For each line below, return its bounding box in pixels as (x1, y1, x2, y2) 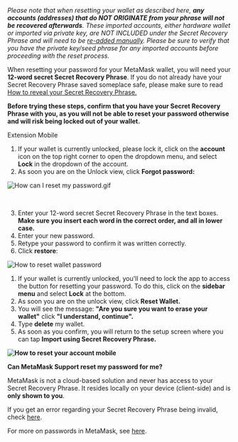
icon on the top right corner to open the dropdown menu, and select (17, 153, 217, 160)
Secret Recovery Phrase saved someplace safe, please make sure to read (7, 81, 223, 88)
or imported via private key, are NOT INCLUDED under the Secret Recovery (7, 29, 228, 37)
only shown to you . (7, 391, 65, 400)
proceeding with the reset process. (7, 51, 110, 60)
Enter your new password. (17, 232, 94, 240)
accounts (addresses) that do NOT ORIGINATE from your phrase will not (7, 14, 225, 22)
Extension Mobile (7, 131, 58, 139)
